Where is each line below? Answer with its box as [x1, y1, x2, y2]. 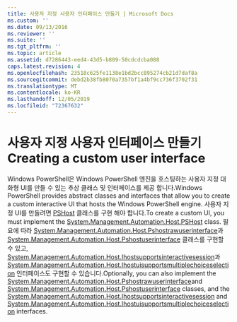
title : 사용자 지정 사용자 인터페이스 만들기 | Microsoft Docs [7, 10, 174, 18]
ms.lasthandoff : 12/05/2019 [7, 96, 91, 103]
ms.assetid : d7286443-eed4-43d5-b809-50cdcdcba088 [7, 56, 160, 64]
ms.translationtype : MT [7, 83, 78, 90]
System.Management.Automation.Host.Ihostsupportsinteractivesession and [7, 292, 228, 300]
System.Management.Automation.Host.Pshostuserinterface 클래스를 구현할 [7, 234, 224, 244]
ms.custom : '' [7, 17, 50, 24]
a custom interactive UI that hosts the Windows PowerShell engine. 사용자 [7, 199, 221, 208]
